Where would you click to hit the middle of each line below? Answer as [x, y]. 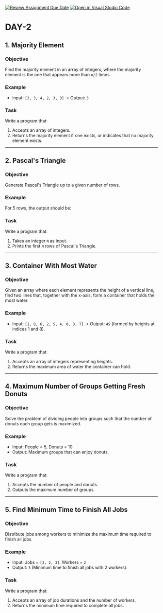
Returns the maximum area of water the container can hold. [72, 367]
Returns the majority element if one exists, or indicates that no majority [83, 136]
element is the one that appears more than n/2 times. [58, 74]
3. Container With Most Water [51, 266]
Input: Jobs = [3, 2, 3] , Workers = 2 [49, 562]
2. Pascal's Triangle [35, 160]
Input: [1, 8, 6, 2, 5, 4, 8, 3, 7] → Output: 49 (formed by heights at [83, 324]
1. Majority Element [35, 45]
